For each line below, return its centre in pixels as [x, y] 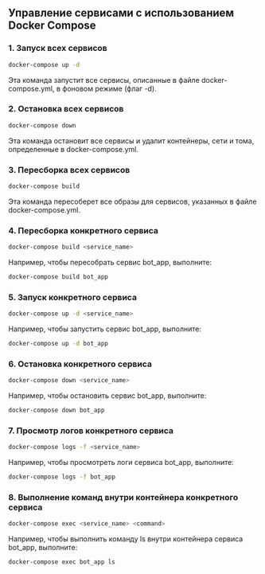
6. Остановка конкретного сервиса [80, 364]
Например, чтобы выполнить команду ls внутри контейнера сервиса [126, 539]
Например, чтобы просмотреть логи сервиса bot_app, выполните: [121, 463]
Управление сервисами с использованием [121, 13]
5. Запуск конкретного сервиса [73, 297]
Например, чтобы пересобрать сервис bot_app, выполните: [110, 263]
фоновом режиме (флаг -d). [109, 88]
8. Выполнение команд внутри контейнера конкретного [123, 498]
